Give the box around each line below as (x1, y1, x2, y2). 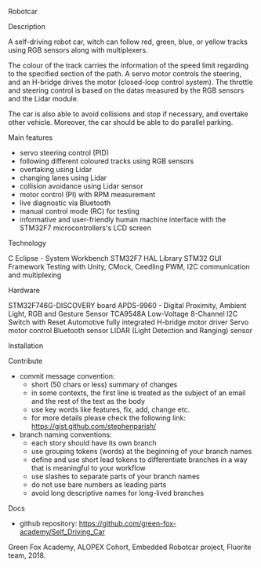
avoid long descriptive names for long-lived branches (31, 489, 205, 497)
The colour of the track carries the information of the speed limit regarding (8, 60, 249, 70)
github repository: (19, 519, 78, 528)
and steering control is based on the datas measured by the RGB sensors (8, 86, 245, 95)
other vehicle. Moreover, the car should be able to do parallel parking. (8, 118, 234, 126)
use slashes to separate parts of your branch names (31, 471, 200, 481)
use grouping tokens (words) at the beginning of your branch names (31, 447, 252, 456)
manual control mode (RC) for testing (19, 207, 140, 215)
